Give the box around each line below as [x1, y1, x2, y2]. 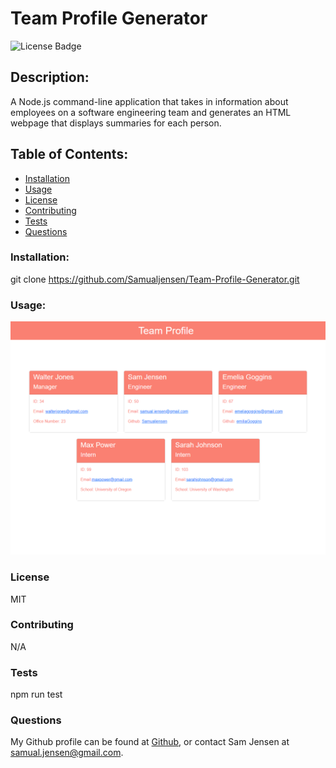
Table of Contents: [10, 146, 129, 163]
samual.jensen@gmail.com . [10, 747, 124, 759]
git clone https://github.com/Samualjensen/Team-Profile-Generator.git [10, 273, 300, 285]
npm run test [10, 688, 63, 701]
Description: [10, 69, 90, 86]
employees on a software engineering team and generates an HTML [10, 106, 292, 118]
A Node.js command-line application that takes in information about [10, 95, 289, 107]
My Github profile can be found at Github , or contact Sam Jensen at [10, 736, 290, 748]
